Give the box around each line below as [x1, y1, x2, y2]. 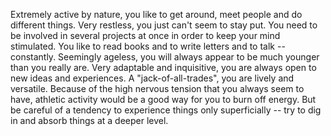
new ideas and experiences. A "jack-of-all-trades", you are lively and [10, 72, 295, 84]
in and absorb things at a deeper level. [10, 115, 169, 126]
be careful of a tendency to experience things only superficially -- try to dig [10, 104, 322, 116]
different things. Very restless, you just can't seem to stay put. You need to [10, 19, 318, 31]
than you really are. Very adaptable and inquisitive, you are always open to [10, 62, 317, 73]
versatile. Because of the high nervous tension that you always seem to [10, 83, 305, 94]
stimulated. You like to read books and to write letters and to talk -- [10, 40, 286, 52]
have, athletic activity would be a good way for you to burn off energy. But [10, 94, 317, 105]
